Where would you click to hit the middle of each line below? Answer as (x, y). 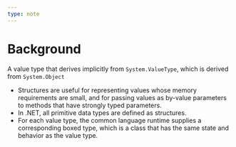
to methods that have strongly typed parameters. (89, 105)
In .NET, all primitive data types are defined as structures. (102, 113)
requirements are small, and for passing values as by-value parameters (122, 97)
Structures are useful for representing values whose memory (107, 90)
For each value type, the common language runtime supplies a (109, 120)
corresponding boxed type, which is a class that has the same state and (123, 128)
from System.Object (36, 76)
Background (44, 49)
